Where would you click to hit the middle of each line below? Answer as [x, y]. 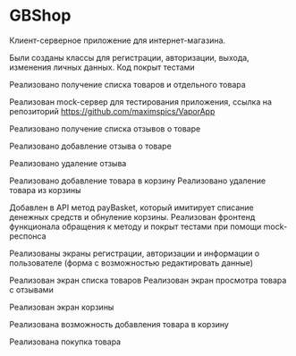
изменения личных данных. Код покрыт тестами [102, 67]
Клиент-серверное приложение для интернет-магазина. [118, 40]
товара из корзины [46, 190]
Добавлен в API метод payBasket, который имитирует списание [131, 208]
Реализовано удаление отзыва [68, 163]
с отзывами [31, 289]
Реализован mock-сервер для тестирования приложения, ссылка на [141, 102]
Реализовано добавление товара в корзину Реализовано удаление [138, 181]
